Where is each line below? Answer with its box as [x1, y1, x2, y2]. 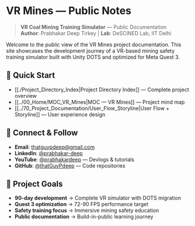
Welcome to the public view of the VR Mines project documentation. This [6, 41, 182, 48]
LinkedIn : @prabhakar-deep [14, 149, 83, 156]
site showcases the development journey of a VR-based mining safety [6, 47, 175, 54]
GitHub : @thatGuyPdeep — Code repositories [14, 162, 126, 169]
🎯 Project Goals [6, 179, 63, 189]
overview [14, 92, 37, 99]
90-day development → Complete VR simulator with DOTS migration [14, 194, 181, 201]
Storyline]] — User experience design [14, 111, 106, 118]
